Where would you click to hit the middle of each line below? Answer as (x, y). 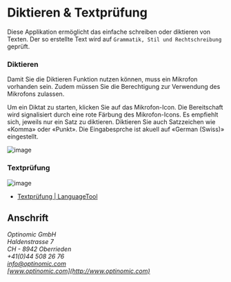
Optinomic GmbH (32, 234)
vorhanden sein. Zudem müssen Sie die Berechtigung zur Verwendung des (114, 87)
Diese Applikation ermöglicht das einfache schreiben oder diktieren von (109, 32)
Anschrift (28, 218)
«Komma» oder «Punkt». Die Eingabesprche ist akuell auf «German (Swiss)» (116, 130)
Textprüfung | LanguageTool (57, 196)
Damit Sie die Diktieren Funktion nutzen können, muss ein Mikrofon (102, 79)
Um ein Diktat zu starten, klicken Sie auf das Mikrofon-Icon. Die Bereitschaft (115, 108)
